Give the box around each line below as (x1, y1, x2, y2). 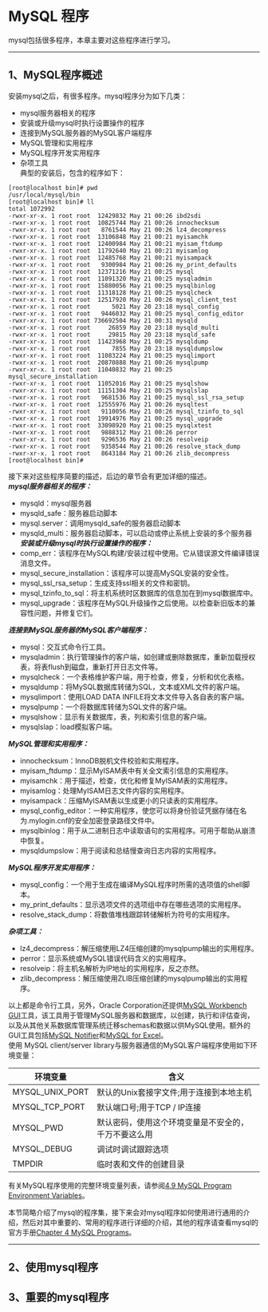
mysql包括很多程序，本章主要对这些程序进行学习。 (8, 35, 175, 45)
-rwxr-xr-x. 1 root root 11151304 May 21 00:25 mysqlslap (8, 386, 209, 394)
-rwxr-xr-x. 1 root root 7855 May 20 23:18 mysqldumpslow (8, 344, 223, 352)
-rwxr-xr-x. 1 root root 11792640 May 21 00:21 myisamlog (8, 247, 209, 255)
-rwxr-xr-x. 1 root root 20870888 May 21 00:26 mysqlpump (8, 359, 209, 367)
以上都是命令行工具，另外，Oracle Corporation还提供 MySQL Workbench (8, 1000, 247, 1010)
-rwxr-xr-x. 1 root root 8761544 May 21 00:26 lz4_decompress (8, 225, 227, 234)
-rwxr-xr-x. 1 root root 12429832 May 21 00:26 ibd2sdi (8, 212, 202, 220)
